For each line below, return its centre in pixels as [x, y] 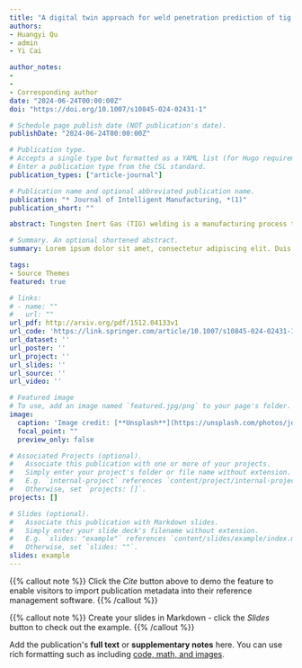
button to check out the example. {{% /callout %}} [102, 627]
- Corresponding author [54, 92]
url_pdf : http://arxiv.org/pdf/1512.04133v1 [94, 323]
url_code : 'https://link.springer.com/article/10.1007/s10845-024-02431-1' [154, 332]
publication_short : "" [52, 208]
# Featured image [42, 398]
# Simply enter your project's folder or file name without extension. [151, 473]
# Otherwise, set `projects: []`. [78, 489]
